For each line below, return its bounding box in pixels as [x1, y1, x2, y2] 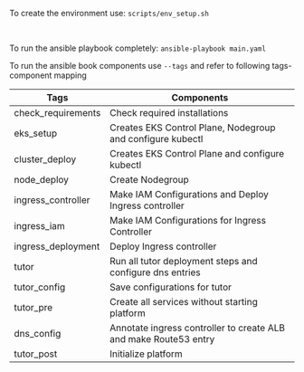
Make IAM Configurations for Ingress [109, 215, 267, 226]
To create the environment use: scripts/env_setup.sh [9, 8, 210, 18]
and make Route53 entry [109, 333, 215, 345]
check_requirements [14, 107, 101, 119]
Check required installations [109, 107, 229, 119]
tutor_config [14, 281, 66, 293]
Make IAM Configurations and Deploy [109, 188, 269, 200]
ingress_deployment [14, 240, 100, 253]
